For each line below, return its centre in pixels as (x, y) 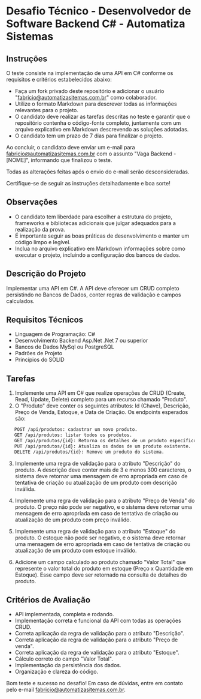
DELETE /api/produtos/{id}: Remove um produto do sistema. (89, 452)
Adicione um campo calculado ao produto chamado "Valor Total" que (100, 562)
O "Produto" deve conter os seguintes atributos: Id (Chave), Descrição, (102, 406)
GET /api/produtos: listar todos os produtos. (73, 435)
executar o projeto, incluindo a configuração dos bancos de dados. (98, 255)
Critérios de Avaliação (48, 600)
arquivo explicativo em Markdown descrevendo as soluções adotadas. (102, 129)
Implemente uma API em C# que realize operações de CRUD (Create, (100, 393)
